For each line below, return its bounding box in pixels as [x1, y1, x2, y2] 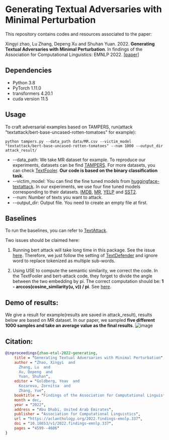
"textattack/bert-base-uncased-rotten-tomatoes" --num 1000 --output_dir [5, 143, 163, 149]
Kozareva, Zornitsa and [18, 383, 71, 388]
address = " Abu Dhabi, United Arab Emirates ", [14, 407, 114, 412]
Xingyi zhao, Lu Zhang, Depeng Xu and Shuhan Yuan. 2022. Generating [5, 40, 155, 46]
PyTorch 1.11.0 [12, 85, 42, 91]
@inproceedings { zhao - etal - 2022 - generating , [5, 351, 98, 356]
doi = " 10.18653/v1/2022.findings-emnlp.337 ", [14, 421, 114, 426]
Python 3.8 [12, 79, 35, 85]
